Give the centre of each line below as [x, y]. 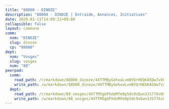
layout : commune [22, 29]
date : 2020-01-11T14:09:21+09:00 [40, 19]
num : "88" [20, 66]
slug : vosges [23, 61]
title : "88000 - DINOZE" [31, 10]
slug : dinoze [23, 43]
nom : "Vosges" [24, 57]
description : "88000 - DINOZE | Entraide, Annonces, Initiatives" [76, 15]
